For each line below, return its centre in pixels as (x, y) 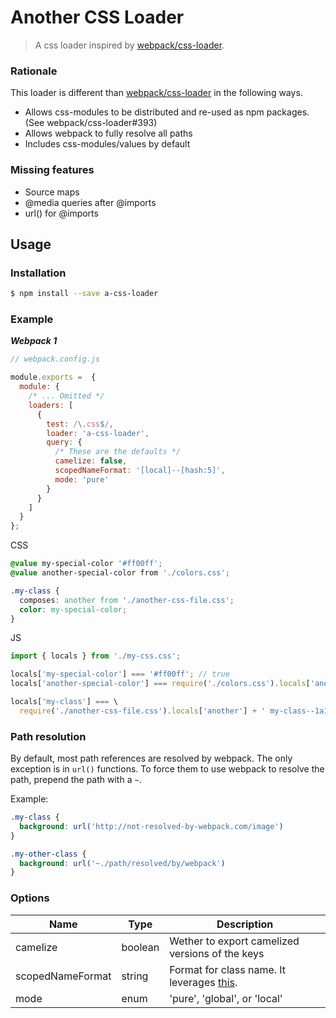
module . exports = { (53, 377)
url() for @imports (61, 213)
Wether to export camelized (234, 941)
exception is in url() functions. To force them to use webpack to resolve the (167, 769)
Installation (38, 273)
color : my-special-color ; (73, 609)
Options (30, 898)
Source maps (52, 192)
